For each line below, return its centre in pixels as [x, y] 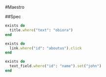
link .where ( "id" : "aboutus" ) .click [46, 48]
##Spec [13, 16]
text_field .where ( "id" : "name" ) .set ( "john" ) [55, 66]
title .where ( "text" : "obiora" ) [41, 30]
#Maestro [15, 7]
